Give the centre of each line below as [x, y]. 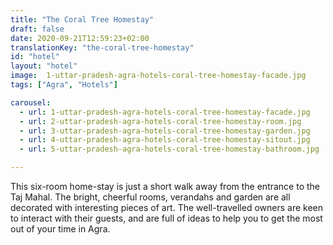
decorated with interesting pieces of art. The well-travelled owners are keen [166, 207]
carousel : [31, 102]
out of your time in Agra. [60, 229]
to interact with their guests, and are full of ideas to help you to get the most [166, 218]
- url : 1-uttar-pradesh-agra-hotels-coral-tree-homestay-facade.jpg [165, 112]
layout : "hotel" [44, 66]
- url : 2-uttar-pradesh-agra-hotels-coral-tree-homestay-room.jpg [160, 121]
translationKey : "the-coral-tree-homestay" [102, 47]
